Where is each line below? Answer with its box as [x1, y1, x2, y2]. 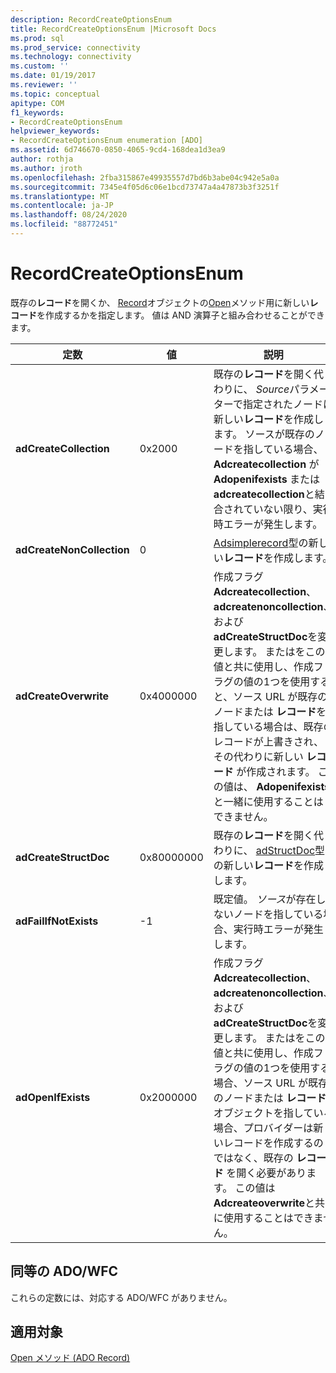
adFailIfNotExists [15, 914, 99, 928]
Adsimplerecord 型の [213, 536, 309, 550]
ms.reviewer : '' [10, 80, 78, 90]
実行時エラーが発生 [233, 922, 324, 936]
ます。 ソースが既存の [213, 427, 315, 441]
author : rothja [10, 154, 74, 164]
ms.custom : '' [10, 61, 70, 71]
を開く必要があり [226, 1166, 307, 1180]
